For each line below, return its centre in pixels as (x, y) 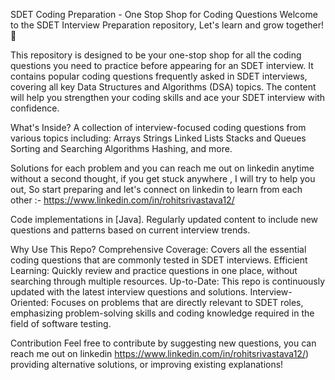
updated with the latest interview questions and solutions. (129, 292)
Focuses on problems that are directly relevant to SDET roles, (177, 302)
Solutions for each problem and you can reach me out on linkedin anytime (162, 168)
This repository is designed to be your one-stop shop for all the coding (156, 55)
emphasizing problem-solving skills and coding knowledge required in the (162, 313)
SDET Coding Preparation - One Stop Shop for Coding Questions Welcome (164, 14)
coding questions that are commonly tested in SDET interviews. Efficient (159, 260)
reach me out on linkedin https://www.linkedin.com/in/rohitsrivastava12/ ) (160, 353)
